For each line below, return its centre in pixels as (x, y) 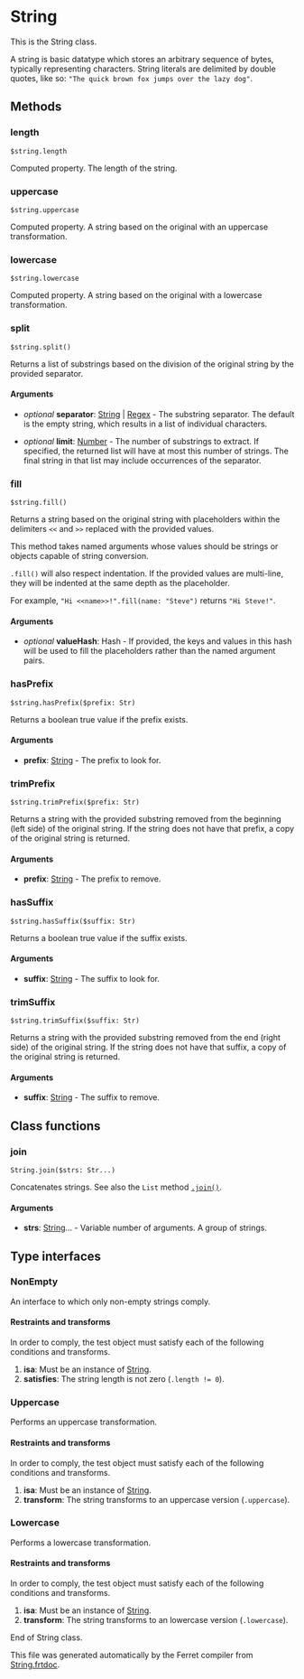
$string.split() (41, 347)
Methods (36, 107)
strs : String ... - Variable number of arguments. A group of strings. (145, 1228)
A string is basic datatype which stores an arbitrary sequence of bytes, (142, 59)
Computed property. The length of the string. (94, 168)
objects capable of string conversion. (79, 556)
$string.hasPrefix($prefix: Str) (73, 703)
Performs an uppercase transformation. (83, 1422)
